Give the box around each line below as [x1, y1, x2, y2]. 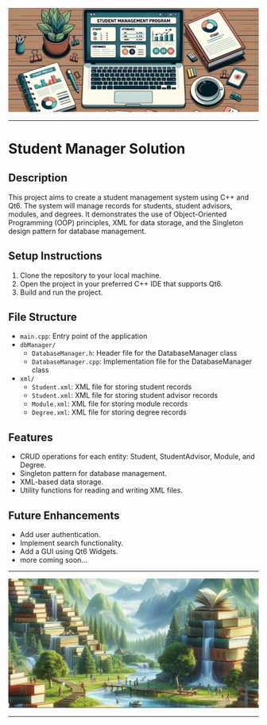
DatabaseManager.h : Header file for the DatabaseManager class [31, 349, 238, 358]
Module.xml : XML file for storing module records [31, 399, 188, 409]
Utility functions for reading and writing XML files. [19, 485, 183, 495]
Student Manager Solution [8, 139, 186, 158]
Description [8, 171, 68, 185]
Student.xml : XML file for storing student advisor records [31, 391, 219, 400]
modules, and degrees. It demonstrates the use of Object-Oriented [8, 209, 227, 219]
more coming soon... [19, 555, 87, 564]
